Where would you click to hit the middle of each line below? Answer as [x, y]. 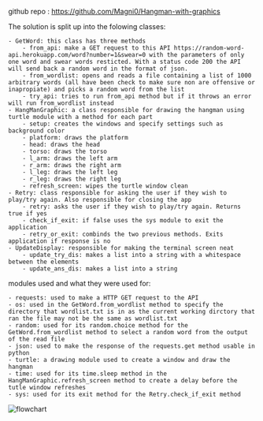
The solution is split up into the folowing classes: [87, 26]
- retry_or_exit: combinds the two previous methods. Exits [123, 234]
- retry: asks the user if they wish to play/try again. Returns [132, 207]
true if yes [28, 214]
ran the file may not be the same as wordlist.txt [93, 319]
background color [37, 131]
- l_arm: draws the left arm [70, 158]
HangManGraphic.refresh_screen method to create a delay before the [123, 381]
